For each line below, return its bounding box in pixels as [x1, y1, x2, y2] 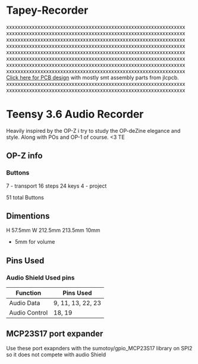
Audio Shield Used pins [6, 273, 75, 282]
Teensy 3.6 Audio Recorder [6, 108, 144, 121]
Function [15, 289, 42, 297]
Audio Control [9, 309, 48, 317]
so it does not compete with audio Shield [6, 351, 106, 358]
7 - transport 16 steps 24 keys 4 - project [6, 182, 107, 189]
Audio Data [9, 299, 40, 307]
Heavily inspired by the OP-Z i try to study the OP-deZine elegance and [6, 127, 181, 134]
